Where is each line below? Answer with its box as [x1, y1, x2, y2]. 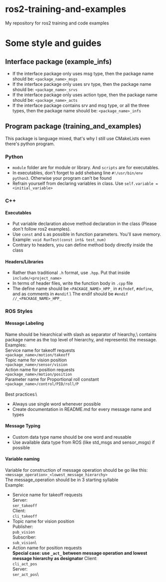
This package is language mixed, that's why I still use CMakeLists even [5, 135, 151, 141]
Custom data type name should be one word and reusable [12, 434, 132, 440]
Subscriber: [12, 534, 36, 540]
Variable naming [5, 456, 40, 462]
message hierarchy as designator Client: [12, 555, 98, 561]
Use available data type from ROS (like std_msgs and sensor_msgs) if [12, 439, 155, 445]
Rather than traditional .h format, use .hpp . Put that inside [12, 270, 130, 276]
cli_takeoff [12, 514, 37, 519]
